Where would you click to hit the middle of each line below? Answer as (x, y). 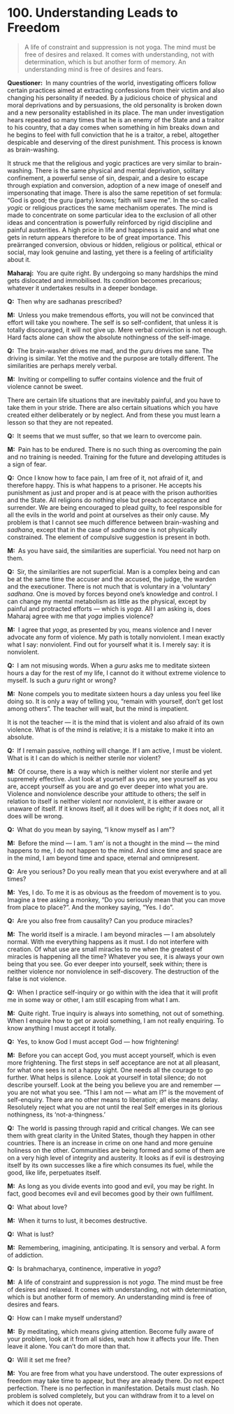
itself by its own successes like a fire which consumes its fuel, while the (111, 1165)
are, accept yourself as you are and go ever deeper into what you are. (108, 786)
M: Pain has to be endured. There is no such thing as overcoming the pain (115, 449)
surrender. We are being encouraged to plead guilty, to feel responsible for (115, 507)
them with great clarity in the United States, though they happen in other (111, 1135)
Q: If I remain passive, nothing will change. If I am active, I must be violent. (115, 750)
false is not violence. (37, 978)
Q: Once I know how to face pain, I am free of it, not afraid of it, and (105, 478)
